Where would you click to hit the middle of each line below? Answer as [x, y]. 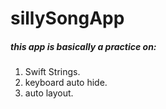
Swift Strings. [52, 72]
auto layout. [49, 93]
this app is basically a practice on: [83, 46]
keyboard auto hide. [66, 83]
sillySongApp [67, 18]
